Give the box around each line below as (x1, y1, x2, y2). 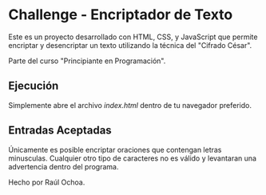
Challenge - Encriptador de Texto (8, 6, 233, 24)
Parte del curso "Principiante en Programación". (8, 56, 166, 66)
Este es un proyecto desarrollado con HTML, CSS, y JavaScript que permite (8, 32, 258, 42)
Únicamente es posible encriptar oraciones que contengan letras (8, 145, 222, 154)
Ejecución (8, 79, 59, 93)
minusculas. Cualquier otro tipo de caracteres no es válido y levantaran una (8, 153, 257, 163)
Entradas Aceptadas (8, 124, 112, 137)
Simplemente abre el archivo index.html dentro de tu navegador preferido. (8, 100, 252, 109)
